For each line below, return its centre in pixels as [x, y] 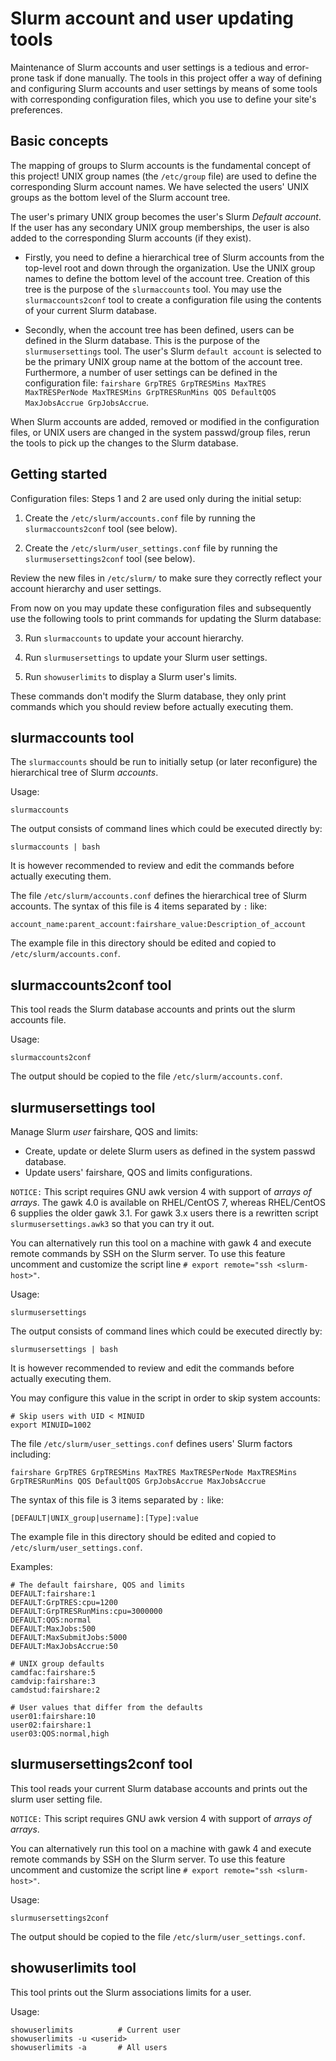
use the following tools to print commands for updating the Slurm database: [166, 618]
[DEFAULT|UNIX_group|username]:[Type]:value [104, 1518]
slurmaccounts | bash [55, 847]
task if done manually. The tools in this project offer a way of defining [179, 78]
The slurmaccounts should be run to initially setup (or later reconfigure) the [164, 762]
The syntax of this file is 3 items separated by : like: [117, 1500]
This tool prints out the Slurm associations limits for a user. [131, 1992]
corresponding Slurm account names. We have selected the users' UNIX [159, 186]
